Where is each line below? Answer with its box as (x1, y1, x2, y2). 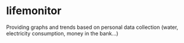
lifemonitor (6, 4, 62, 18)
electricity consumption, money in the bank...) (6, 29, 119, 37)
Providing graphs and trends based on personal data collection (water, (6, 24, 179, 31)
